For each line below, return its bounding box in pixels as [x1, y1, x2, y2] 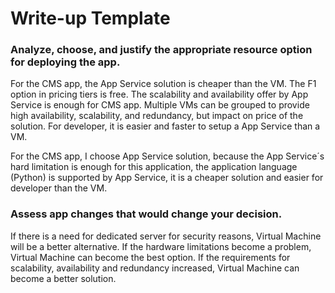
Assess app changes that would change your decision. [10, 207, 283, 221]
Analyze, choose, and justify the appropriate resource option [10, 43, 313, 57]
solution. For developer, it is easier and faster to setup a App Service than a [10, 120, 321, 132]
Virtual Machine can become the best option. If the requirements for [10, 251, 291, 263]
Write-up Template [10, 7, 171, 30]
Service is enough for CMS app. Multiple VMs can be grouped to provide [10, 99, 310, 111]
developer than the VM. [10, 182, 108, 194]
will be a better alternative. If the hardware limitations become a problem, [10, 240, 312, 252]
